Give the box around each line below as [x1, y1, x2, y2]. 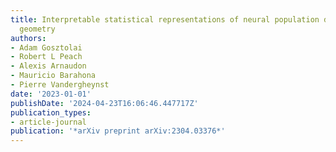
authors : [10, 33, 47, 43]
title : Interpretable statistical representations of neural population [10, 14, 320, 25]
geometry [19, 24, 56, 34]
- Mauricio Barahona [10, 71, 97, 81]
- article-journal [10, 117, 87, 127]
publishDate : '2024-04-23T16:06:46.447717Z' [10, 98, 199, 108]
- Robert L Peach [10, 52, 83, 62]
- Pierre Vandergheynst [10, 80, 110, 90]
